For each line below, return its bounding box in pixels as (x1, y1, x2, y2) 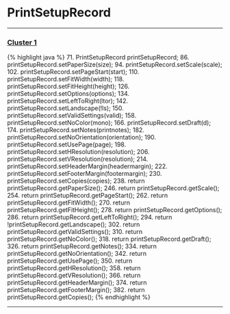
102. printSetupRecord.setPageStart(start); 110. (7, 68, 140, 76)
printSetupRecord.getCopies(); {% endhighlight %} (7, 293, 151, 302)
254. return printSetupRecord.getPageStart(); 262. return (7, 192, 168, 200)
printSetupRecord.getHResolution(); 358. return (7, 264, 142, 272)
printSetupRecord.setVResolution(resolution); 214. (7, 155, 149, 163)
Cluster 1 (7, 38, 38, 47)
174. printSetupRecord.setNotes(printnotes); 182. (7, 126, 145, 134)
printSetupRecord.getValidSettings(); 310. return (7, 228, 143, 236)
